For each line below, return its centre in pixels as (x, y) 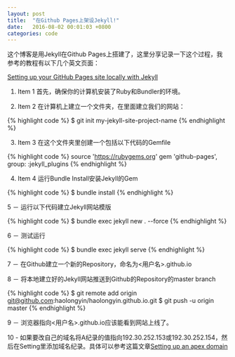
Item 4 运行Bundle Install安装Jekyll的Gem (78, 178)
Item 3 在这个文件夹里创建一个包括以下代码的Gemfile (94, 143)
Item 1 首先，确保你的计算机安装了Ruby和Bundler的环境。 (101, 91)
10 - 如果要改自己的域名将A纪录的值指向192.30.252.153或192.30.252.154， (115, 337)
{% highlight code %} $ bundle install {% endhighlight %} (90, 193)
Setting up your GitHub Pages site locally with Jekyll (83, 77)
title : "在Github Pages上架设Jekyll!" (63, 20)
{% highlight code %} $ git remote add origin (72, 293)
